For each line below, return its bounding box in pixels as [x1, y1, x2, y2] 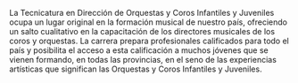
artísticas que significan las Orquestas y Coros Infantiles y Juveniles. [9, 64, 262, 74]
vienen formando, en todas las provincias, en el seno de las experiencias [9, 55, 277, 64]
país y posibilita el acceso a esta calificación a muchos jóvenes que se [9, 45, 269, 56]
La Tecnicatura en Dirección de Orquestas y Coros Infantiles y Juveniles [9, 8, 275, 18]
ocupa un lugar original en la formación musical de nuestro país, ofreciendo [9, 17, 288, 27]
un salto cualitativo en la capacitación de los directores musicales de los [9, 26, 275, 36]
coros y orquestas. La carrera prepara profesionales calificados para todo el [9, 35, 290, 46]
